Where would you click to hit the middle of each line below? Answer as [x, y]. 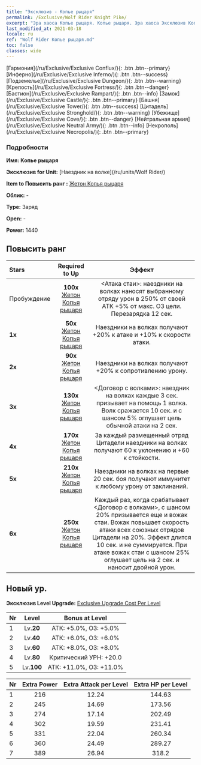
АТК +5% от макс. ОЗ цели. [141, 306]
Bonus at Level [86, 618]
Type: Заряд [22, 207]
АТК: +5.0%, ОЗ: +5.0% [86, 628]
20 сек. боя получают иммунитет [141, 479]
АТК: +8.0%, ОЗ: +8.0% [86, 647]
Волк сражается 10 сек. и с [142, 410]
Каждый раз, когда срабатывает [142, 500]
